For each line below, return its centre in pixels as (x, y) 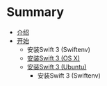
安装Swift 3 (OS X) (53, 58)
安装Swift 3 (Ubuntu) (57, 67)
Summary (35, 12)
